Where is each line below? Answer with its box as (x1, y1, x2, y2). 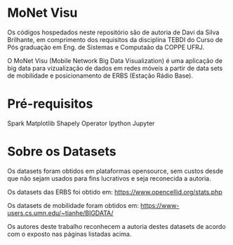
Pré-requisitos (7, 96, 93, 112)
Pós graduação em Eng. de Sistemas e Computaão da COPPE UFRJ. (7, 43, 205, 51)
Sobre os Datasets (7, 143, 116, 160)
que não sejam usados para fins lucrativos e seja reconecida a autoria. (7, 174, 212, 183)
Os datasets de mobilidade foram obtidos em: (7, 201, 139, 209)
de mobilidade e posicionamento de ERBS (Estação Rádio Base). (7, 71, 193, 80)
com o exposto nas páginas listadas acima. (7, 230, 132, 238)
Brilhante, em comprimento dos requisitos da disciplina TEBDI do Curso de (7, 35, 223, 43)
